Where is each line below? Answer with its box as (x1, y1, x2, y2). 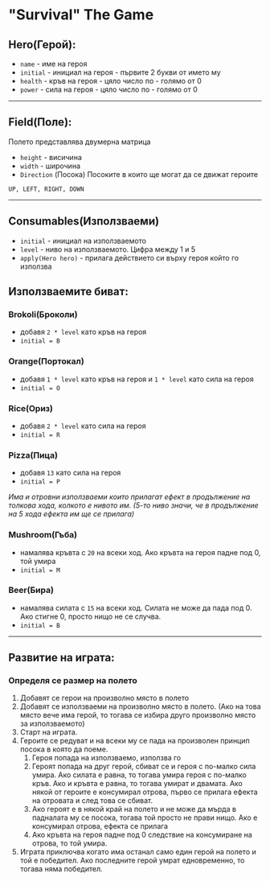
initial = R (19, 430, 60, 439)
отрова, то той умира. (31, 838, 108, 848)
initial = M (19, 566, 60, 574)
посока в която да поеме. (19, 744, 108, 754)
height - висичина (19, 152, 82, 162)
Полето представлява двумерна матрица (8, 137, 151, 146)
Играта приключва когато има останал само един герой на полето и (19, 847, 257, 857)
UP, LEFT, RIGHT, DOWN (8, 185, 84, 193)
